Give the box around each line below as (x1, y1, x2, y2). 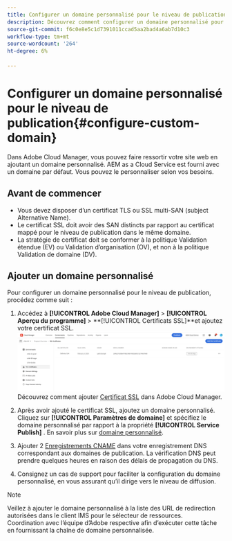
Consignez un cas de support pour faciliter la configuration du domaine (17, 470, 221, 478)
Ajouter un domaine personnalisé (7, 270, 154, 282)
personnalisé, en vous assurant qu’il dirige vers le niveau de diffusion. (17, 477, 216, 485)
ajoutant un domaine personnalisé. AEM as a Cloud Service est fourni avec (7, 160, 220, 168)
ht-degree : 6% (7, 48, 48, 55)
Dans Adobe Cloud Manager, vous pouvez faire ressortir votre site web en (7, 152, 218, 161)
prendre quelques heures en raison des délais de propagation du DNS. (17, 456, 218, 464)
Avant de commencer (7, 188, 101, 199)
